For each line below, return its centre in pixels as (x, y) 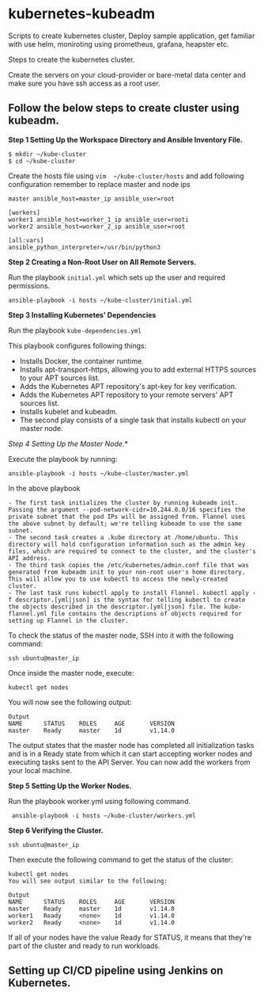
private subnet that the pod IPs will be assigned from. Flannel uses (127, 517)
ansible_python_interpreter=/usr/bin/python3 (84, 247)
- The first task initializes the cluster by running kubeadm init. (123, 503)
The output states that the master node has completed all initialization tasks (131, 745)
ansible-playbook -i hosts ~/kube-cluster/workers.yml (104, 816)
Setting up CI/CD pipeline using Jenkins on (116, 971)
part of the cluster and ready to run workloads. (84, 945)
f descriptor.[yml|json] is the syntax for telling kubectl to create (127, 600)
